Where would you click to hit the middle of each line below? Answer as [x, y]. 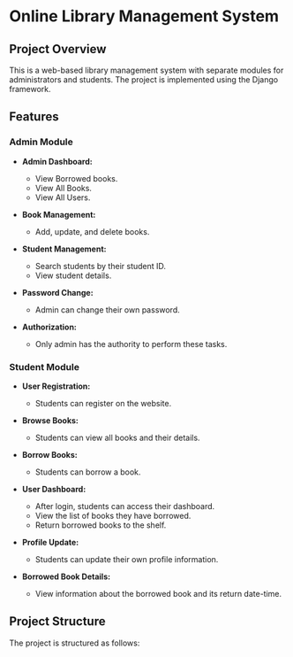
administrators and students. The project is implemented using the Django [144, 80]
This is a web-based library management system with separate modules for [146, 70]
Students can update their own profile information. [127, 559]
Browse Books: [50, 420]
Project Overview [58, 49]
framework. [30, 89]
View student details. [73, 275]
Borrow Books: [49, 454]
